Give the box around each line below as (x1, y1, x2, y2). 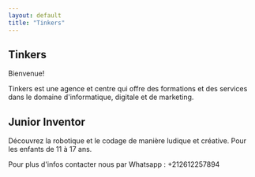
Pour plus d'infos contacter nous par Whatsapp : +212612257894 (8, 160, 220, 169)
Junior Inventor (8, 115, 85, 128)
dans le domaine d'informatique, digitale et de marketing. (8, 92, 194, 102)
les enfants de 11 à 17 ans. (8, 145, 92, 154)
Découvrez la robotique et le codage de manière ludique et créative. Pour (8, 136, 247, 146)
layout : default (8, 11, 62, 20)
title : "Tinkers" (8, 19, 66, 27)
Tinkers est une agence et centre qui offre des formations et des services (8, 84, 248, 94)
